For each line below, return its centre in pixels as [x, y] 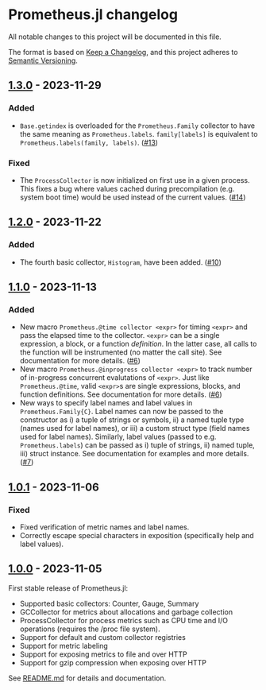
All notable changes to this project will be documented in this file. [115, 37]
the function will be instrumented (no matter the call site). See [121, 352]
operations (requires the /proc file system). [90, 629]
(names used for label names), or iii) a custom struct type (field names [135, 428]
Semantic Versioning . [43, 60]
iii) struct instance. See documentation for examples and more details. [134, 454]
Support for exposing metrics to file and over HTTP [104, 654]
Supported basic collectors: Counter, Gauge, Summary [109, 603]
